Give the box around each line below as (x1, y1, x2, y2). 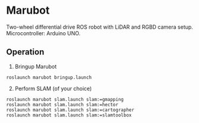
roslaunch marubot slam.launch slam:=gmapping (6, 96, 124, 102)
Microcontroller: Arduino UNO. (6, 29, 80, 36)
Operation (6, 47, 45, 57)
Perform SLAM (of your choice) (14, 85, 92, 92)
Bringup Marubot (14, 63, 57, 70)
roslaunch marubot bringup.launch (6, 74, 92, 81)
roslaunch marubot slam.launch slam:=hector (6, 102, 119, 107)
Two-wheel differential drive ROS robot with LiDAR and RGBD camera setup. (6, 23, 194, 30)
